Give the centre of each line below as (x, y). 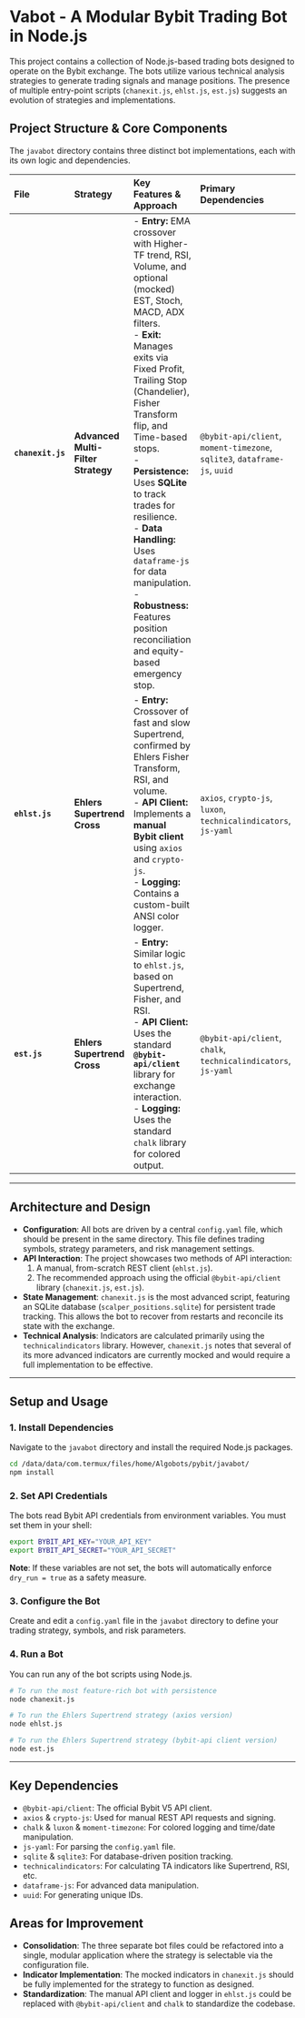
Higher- (171, 243)
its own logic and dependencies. (70, 160)
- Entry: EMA (162, 220)
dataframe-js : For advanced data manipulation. (111, 1885)
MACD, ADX (159, 311)
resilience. (155, 516)
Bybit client (158, 837)
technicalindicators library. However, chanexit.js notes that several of (157, 1345)
